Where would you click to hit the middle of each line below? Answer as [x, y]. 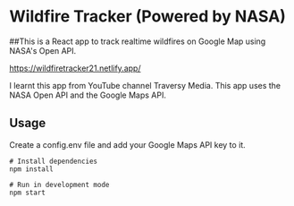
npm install [31, 169]
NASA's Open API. [43, 50]
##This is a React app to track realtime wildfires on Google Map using [138, 41]
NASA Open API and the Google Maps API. [88, 95]
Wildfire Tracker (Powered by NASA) [147, 17]
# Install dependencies [54, 161]
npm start [28, 193]
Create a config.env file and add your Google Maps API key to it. [127, 144]
